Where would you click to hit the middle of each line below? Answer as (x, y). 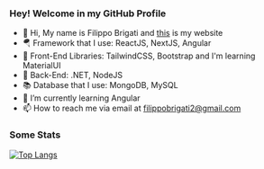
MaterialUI (41, 66)
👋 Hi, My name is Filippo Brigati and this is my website (123, 33)
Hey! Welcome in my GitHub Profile (88, 13)
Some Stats (35, 135)
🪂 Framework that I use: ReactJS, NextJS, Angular (117, 43)
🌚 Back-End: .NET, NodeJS (73, 76)
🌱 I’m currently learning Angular (82, 98)
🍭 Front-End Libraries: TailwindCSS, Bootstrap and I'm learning (139, 56)
